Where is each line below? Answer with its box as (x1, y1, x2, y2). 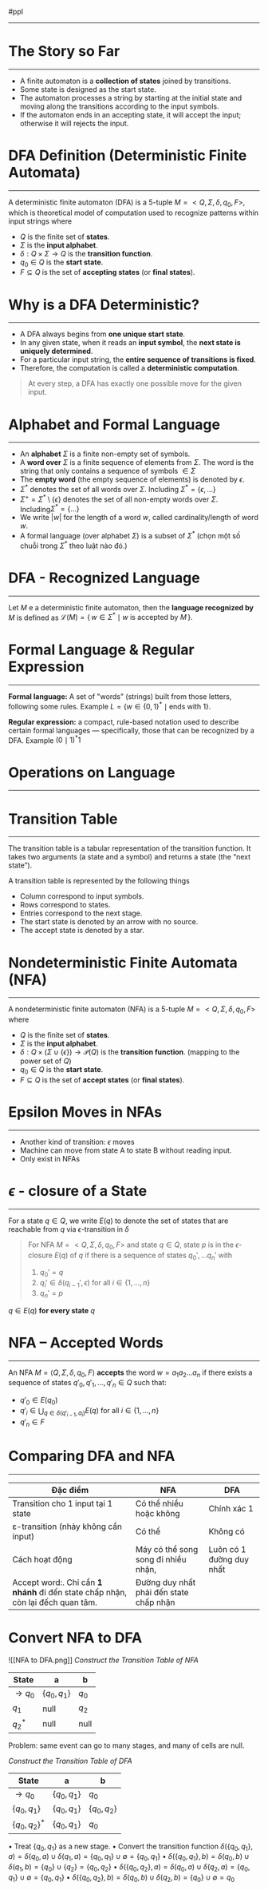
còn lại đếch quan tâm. (12, 1597, 98, 1608)
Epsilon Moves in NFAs (8, 1103, 162, 1122)
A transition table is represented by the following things (8, 876, 190, 886)
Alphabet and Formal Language (8, 415, 221, 434)
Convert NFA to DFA (8, 1629, 143, 1647)
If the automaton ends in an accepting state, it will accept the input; (19, 109, 242, 119)
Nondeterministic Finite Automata (8, 954, 238, 971)
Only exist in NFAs (19, 1153, 81, 1163)
